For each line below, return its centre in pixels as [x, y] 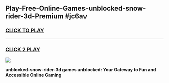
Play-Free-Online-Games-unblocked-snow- [76, 8]
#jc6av [76, 16]
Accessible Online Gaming [33, 75]
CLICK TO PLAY [25, 31]
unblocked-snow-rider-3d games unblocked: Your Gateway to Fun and [81, 69]
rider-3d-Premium [34, 16]
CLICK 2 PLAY [23, 49]
